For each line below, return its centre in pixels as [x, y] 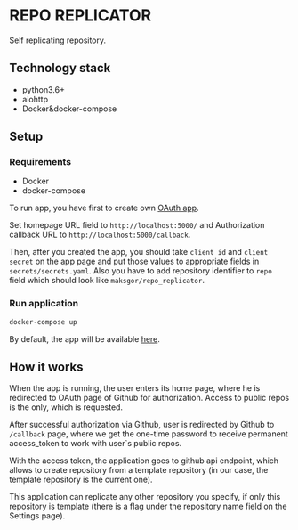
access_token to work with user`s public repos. [96, 444]
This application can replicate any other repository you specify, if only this [145, 497]
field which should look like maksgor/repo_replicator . [107, 281]
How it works [46, 367]
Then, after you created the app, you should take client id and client [139, 252]
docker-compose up [43, 322]
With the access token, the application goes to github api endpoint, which [144, 461]
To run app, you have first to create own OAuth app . [104, 208]
